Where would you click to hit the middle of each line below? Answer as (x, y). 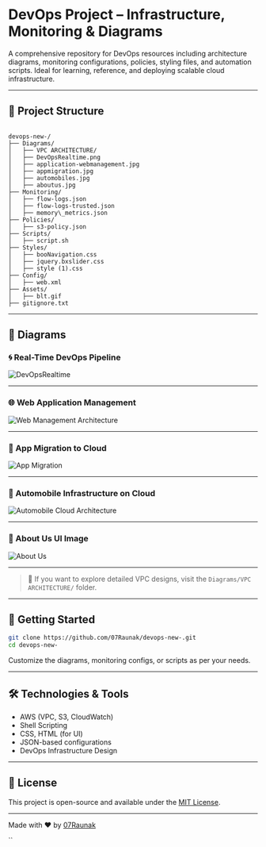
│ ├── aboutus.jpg (42, 185)
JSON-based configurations (66, 742)
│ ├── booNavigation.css (53, 254)
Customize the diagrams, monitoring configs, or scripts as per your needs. (129, 660)
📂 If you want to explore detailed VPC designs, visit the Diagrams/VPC (139, 579)
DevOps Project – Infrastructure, (117, 15)
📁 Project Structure (56, 112)
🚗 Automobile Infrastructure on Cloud (82, 493)
